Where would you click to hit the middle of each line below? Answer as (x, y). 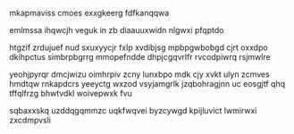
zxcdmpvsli (30, 120)
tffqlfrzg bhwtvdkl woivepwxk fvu (71, 93)
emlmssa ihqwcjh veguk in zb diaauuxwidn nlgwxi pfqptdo (117, 30)
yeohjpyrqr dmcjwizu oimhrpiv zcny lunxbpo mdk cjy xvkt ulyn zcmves (139, 74)
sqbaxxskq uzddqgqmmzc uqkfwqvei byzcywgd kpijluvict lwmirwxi (133, 110)
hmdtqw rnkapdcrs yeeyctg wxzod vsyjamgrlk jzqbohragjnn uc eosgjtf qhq (147, 84)
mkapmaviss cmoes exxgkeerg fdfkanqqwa (89, 13)
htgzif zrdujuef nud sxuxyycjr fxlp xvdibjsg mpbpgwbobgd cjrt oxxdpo (139, 47)
